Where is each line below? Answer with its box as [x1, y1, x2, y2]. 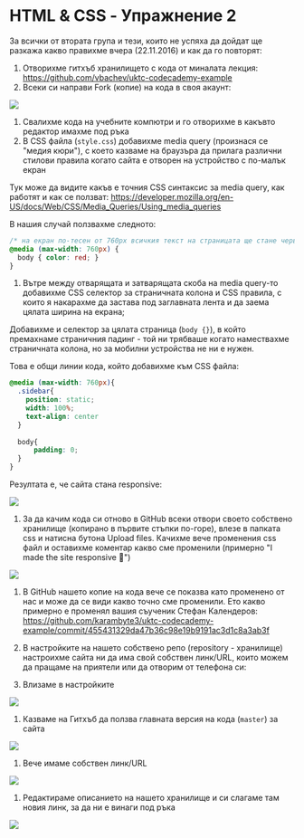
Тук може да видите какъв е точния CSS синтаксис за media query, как [9, 182, 285, 193]
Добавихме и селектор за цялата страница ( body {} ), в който [9, 324, 246, 335]
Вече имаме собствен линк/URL [22, 757, 147, 769]
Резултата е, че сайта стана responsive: [9, 479, 163, 490]
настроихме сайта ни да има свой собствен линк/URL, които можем [22, 652, 289, 663]
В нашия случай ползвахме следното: [9, 218, 157, 229]
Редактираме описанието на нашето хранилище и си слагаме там [22, 793, 280, 804]
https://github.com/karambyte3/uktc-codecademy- [22, 615, 214, 626]
